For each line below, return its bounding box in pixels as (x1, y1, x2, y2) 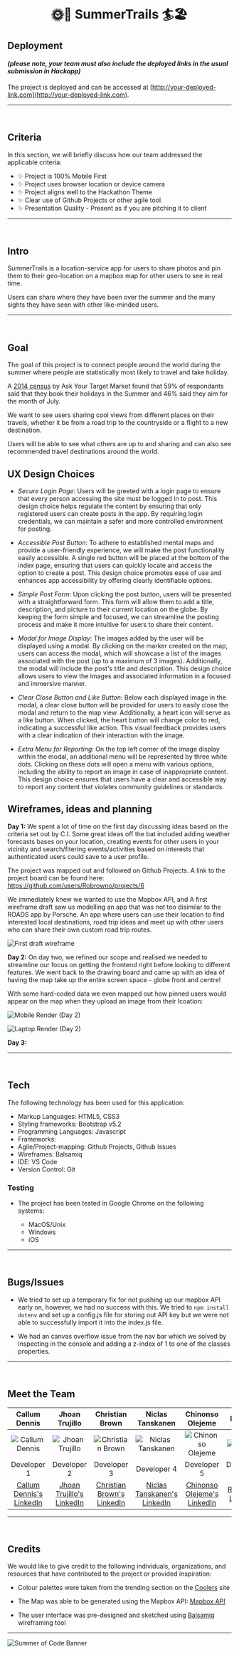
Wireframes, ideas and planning (7, 803, 152, 816)
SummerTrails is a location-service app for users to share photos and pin (7, 264, 221, 273)
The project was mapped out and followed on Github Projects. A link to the (7, 866, 225, 875)
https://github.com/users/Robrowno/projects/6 (7, 881, 144, 890)
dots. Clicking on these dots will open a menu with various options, (17, 760, 215, 769)
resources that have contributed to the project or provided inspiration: (7, 1569, 212, 1578)
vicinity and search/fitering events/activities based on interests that (7, 845, 205, 853)
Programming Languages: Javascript (17, 1127, 127, 1136)
